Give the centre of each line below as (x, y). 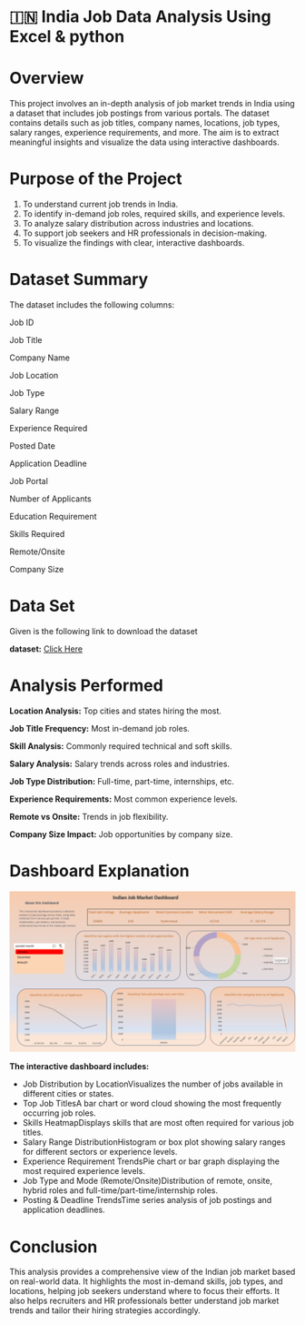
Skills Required (37, 534)
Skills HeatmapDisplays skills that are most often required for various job (158, 1123)
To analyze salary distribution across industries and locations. (138, 224)
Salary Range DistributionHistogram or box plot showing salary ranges (154, 1142)
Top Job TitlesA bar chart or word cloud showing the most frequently (152, 1104)
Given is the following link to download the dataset (103, 631)
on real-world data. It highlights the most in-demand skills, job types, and (146, 1281)
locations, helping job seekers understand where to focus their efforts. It (144, 1291)
